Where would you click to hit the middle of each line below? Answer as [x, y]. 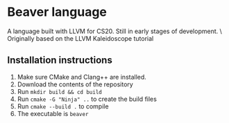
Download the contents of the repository [75, 84]
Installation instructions [60, 60]
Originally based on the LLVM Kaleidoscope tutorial [80, 38]
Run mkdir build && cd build [59, 91]
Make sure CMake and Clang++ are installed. [82, 77]
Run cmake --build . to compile [63, 106]
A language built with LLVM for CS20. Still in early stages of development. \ [114, 31]
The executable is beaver [53, 113]
